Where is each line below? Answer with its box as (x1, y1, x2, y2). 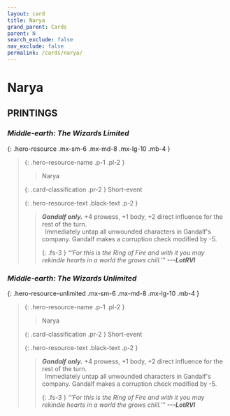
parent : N (7, 29, 36, 37)
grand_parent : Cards (7, 23, 68, 30)
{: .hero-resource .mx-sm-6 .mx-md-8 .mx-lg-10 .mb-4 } (7, 145, 171, 153)
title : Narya (7, 17, 45, 24)
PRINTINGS (7, 107, 58, 119)
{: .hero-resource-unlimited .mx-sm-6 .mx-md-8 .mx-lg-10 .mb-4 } (7, 289, 200, 298)
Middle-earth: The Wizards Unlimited (7, 273, 137, 283)
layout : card (7, 10, 45, 18)
